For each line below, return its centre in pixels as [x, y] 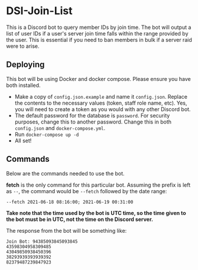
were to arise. [23, 46]
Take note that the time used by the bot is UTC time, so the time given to [96, 213]
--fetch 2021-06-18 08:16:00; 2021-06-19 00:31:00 [70, 202]
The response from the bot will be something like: [66, 230]
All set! [23, 141]
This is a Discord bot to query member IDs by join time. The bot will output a [99, 27]
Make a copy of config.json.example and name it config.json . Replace [101, 96]
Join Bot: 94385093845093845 [42, 241]
